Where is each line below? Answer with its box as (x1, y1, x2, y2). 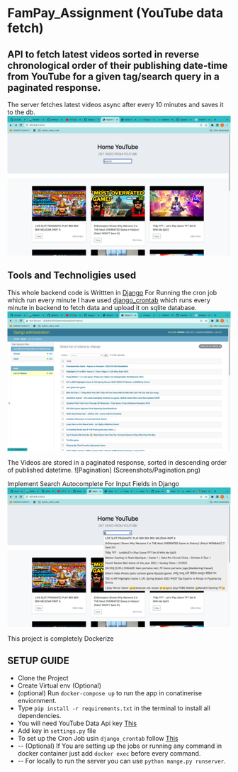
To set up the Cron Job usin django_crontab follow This (17, 734, 178, 742)
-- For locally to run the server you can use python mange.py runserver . (17, 756, 227, 765)
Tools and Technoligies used (7, 270, 137, 282)
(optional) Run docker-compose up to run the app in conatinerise (17, 688, 203, 697)
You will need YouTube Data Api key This (17, 719, 137, 727)
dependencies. (17, 711, 62, 719)
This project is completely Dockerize (7, 634, 114, 643)
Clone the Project (17, 673, 69, 682)
